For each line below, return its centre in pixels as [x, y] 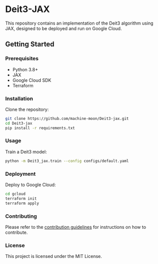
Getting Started [30, 44]
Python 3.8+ [25, 69]
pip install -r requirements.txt [40, 128]
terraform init [21, 199]
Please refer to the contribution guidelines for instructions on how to [76, 227]
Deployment [21, 174]
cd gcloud [16, 194]
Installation [19, 98]
